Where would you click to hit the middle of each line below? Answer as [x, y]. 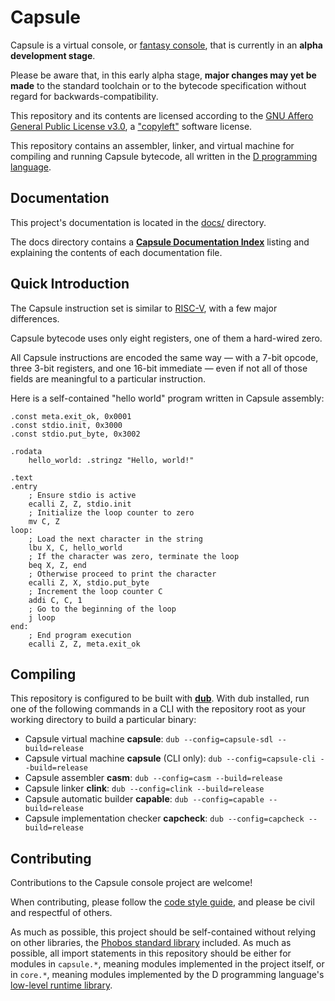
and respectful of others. [61, 913]
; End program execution [80, 635]
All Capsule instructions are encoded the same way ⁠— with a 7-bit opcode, [164, 357]
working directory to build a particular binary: [103, 720]
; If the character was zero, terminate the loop [134, 556]
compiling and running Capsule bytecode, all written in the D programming [164, 156]
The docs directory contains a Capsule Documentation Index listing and [160, 242]
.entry [24, 486]
